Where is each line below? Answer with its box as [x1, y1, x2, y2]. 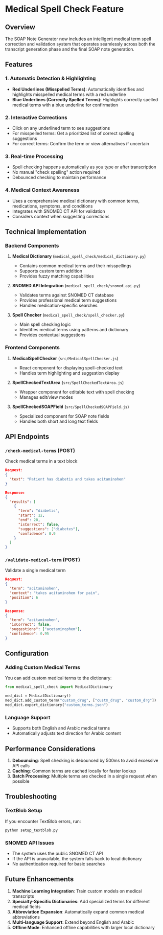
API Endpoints [5, 432, 49, 441]
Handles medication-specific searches [19, 302, 98, 309]
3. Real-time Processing [5, 153, 64, 160]
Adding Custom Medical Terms [5, 664, 80, 671]
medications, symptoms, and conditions [12, 203, 93, 209]
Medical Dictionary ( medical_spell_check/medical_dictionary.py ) [12, 253, 146, 259]
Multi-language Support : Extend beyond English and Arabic [12, 919, 135, 925]
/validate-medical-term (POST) [5, 556, 81, 563]
